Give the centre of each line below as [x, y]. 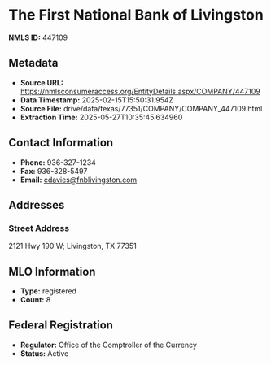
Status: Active [44, 353]
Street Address [39, 228]
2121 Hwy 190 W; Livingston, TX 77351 [72, 246]
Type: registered [48, 291]
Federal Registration [61, 326]
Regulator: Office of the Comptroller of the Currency [109, 345]
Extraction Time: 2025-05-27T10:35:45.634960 [101, 117]
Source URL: [42, 82]
